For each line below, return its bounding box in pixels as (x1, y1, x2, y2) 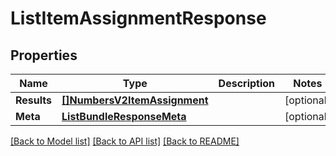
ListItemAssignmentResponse (10, 7, 267, 30)
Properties (10, 47, 78, 64)
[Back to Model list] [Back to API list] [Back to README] (10, 135, 240, 147)
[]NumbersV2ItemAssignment (61, 93, 209, 107)
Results (15, 93, 53, 107)
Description (218, 77, 276, 90)
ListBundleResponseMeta (61, 110, 187, 123)
